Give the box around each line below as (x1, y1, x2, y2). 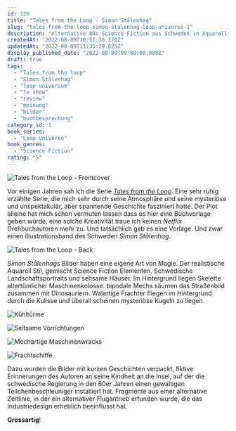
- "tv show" (13, 89, 49, 96)
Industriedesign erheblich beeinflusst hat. (7, 401, 128, 410)
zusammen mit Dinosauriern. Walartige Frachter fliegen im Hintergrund (7, 289, 212, 297)
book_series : (7, 128, 46, 135)
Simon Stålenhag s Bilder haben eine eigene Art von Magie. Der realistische (7, 259, 225, 267)
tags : (7, 63, 23, 70)
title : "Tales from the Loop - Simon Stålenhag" (7, 17, 152, 24)
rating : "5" (7, 154, 42, 162)
